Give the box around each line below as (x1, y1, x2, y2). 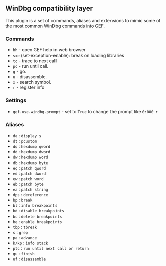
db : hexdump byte (12, 159, 48, 166)
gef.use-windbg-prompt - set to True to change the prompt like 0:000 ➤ (12, 109, 158, 115)
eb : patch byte (12, 181, 44, 187)
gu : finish (12, 250, 35, 256)
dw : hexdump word (12, 154, 48, 160)
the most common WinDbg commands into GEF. (5, 23, 105, 29)
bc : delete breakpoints (12, 213, 62, 219)
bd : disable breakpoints (12, 207, 65, 214)
